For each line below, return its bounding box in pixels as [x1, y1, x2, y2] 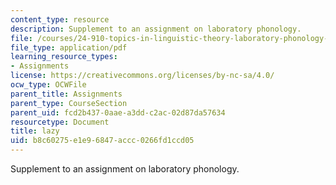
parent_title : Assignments [10, 89, 123, 99]
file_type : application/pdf [10, 42, 128, 53]
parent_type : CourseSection [10, 98, 128, 108]
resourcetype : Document [10, 117, 110, 127]
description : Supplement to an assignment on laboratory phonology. [10, 24, 302, 34]
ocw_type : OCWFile [10, 80, 87, 90]
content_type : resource [10, 14, 110, 25]
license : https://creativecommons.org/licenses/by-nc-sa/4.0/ [10, 71, 275, 81]
